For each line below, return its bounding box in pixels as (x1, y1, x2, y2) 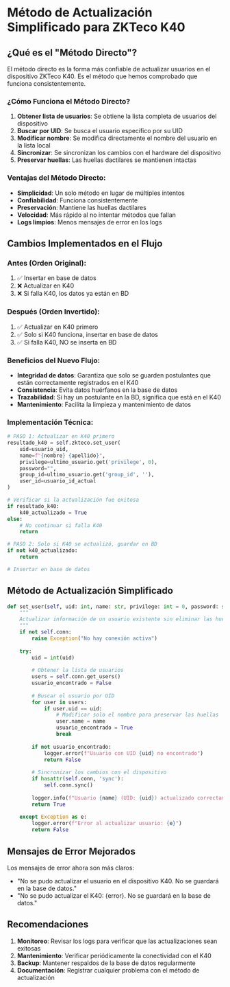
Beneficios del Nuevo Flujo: (7, 356, 101, 365)
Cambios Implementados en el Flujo (7, 237, 163, 249)
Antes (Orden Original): (7, 258, 87, 268)
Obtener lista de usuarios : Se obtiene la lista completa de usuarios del (16, 112, 217, 121)
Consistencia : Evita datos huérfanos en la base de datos (16, 386, 178, 394)
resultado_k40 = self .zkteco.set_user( (7, 439, 121, 447)
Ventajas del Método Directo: (7, 173, 106, 183)
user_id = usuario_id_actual (19, 478, 97, 485)
